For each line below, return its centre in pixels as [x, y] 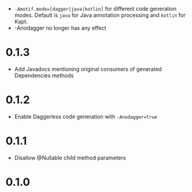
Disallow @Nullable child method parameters [70, 158]
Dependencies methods [44, 75]
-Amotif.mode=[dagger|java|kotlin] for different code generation [95, 9]
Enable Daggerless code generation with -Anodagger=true [86, 117]
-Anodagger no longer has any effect [60, 28]
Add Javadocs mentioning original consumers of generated [88, 69]
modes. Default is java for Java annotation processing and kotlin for [100, 15]
